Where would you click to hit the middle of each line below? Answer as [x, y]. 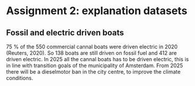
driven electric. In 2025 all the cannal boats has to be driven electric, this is [97, 59]
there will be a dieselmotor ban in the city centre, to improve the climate [93, 72]
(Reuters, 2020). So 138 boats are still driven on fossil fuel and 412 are [92, 53]
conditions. [20, 78]
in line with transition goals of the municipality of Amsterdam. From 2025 [95, 65]
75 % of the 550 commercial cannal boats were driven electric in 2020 [92, 47]
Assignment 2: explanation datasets [97, 11]
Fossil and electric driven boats [65, 33]
